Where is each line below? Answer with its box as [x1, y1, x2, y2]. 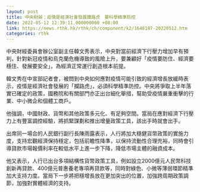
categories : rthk [6, 31, 49, 37]
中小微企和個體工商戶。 [16, 97, 74, 104]
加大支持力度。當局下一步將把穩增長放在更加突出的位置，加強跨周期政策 [6, 172, 183, 180]
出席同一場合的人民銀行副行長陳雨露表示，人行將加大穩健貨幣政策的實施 [6, 130, 183, 137]
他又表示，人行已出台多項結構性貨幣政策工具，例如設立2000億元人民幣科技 [6, 158, 192, 165]
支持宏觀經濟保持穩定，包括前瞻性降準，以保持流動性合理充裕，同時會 [16, 137, 189, 145]
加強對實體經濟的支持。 [16, 180, 74, 187]
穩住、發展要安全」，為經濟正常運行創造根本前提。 [6, 63, 129, 70]
